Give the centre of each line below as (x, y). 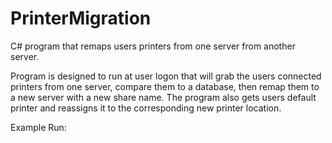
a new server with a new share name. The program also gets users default (163, 97)
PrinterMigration (81, 18)
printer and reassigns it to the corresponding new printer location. (146, 108)
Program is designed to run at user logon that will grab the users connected (166, 76)
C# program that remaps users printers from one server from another (153, 46)
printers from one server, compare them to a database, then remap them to (165, 86)
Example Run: (38, 127)
